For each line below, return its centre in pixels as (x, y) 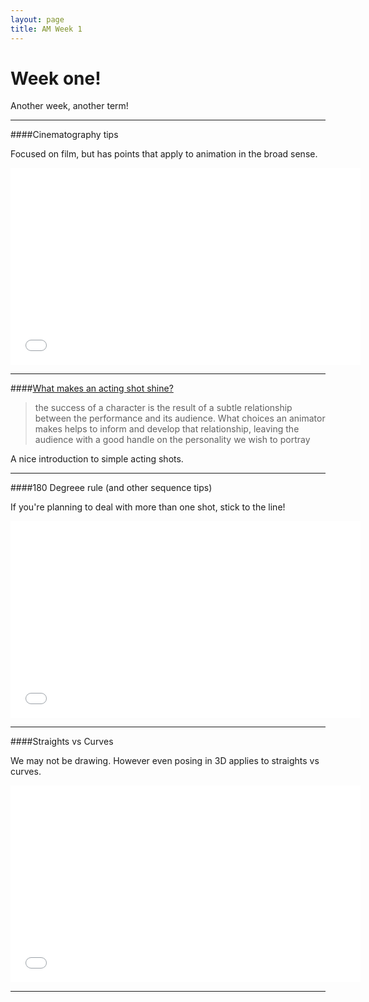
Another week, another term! (69, 106)
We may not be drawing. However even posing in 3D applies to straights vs (165, 761)
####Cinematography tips (64, 135)
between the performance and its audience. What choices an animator (180, 418)
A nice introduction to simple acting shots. (97, 459)
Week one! (56, 78)
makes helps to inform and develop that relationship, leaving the (167, 429)
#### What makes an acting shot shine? (92, 388)
